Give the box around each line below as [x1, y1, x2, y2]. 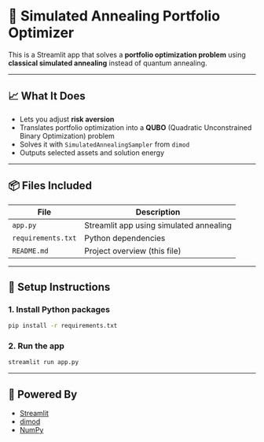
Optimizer [8, 24, 75, 42]
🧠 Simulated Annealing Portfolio [8, 7, 221, 25]
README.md [12, 246, 49, 255]
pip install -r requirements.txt [8, 322, 118, 330]
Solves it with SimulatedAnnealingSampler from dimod [19, 139, 190, 149]
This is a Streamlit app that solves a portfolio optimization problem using [8, 50, 246, 59]
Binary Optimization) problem [19, 131, 115, 140]
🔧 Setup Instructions [8, 280, 111, 294]
